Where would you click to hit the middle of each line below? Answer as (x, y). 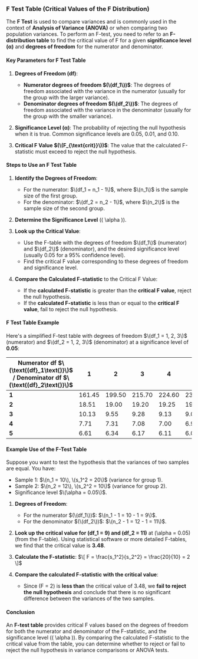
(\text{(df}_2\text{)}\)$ (41, 385)
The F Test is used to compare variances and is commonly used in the (91, 22)
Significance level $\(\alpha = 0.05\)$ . (61, 492)
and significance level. (51, 268)
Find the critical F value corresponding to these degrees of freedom (106, 261)
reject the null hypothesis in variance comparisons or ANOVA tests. (88, 650)
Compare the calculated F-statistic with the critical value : (86, 575)
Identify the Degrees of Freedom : (56, 178)
